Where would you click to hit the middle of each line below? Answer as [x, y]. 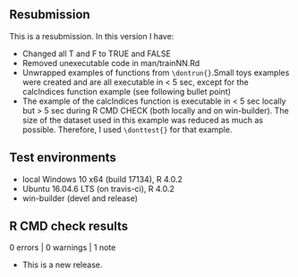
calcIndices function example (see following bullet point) [126, 91]
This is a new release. [62, 265]
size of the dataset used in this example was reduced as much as [143, 120]
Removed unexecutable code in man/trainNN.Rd [111, 63]
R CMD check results [69, 227]
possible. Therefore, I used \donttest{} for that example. [127, 130]
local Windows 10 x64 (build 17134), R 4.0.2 [102, 179]
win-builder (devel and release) [80, 198]
